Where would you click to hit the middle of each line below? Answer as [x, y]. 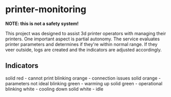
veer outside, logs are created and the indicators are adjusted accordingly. [83, 50]
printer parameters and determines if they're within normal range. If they [81, 44]
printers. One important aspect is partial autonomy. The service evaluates [82, 39]
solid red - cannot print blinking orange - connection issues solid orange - [83, 78]
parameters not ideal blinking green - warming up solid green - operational [84, 83]
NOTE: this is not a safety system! [42, 23]
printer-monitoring [46, 9]
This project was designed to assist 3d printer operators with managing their [86, 33]
